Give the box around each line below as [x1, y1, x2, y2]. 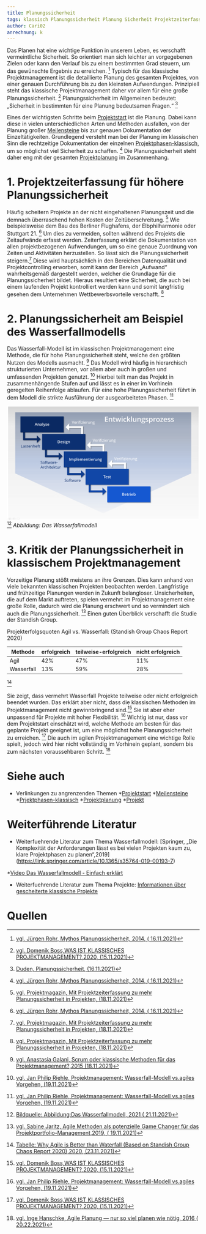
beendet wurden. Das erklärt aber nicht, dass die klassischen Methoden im [7, 698, 196, 706]
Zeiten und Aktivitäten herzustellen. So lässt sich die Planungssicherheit [7, 250, 189, 257]
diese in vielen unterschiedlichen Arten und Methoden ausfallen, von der [7, 120, 190, 128]
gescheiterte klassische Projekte [15, 888, 98, 895]
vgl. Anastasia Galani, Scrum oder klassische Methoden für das [15, 1055, 176, 1063]
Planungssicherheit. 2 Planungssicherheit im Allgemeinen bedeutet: [7, 93, 177, 102]
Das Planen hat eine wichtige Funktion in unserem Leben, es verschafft [7, 46, 186, 54]
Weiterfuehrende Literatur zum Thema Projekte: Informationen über [15, 881, 186, 888]
